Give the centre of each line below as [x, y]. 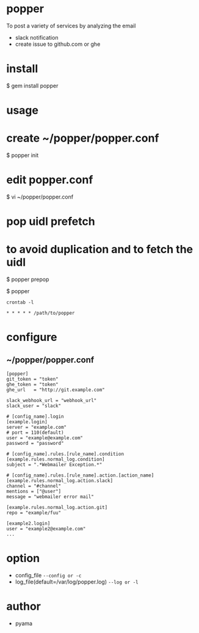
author [24, 606]
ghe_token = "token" [33, 385]
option [23, 558]
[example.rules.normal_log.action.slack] [60, 481]
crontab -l [20, 302]
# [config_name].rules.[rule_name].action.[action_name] [80, 475]
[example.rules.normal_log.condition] [56, 459]
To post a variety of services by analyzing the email [71, 26]
